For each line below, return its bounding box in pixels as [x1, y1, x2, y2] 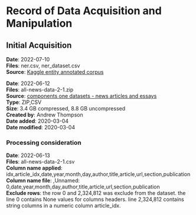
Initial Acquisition [6, 40, 72, 50]
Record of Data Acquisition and [6, 4, 162, 18]
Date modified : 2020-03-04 [6, 124, 76, 131]
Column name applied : [6, 164, 63, 172]
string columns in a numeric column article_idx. [6, 202, 121, 209]
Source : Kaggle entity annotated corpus [6, 69, 104, 75]
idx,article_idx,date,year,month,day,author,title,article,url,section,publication [6, 171, 191, 178]
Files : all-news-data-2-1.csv [6, 158, 75, 165]
